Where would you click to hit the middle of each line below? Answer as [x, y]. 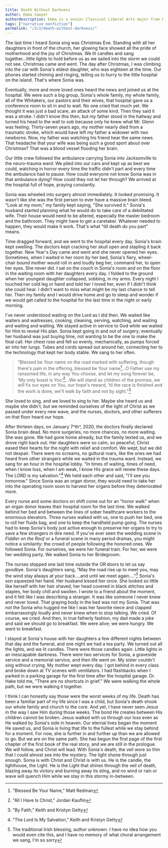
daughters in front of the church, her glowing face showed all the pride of [81, 48]
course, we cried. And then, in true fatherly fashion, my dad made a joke [79, 618]
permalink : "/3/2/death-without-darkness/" [51, 29]
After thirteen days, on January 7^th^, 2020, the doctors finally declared [79, 427]
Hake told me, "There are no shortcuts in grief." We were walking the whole [83, 681]
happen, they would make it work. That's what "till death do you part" [77, 227]
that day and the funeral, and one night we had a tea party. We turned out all [84, 644]
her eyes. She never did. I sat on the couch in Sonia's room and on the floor [83, 268]
